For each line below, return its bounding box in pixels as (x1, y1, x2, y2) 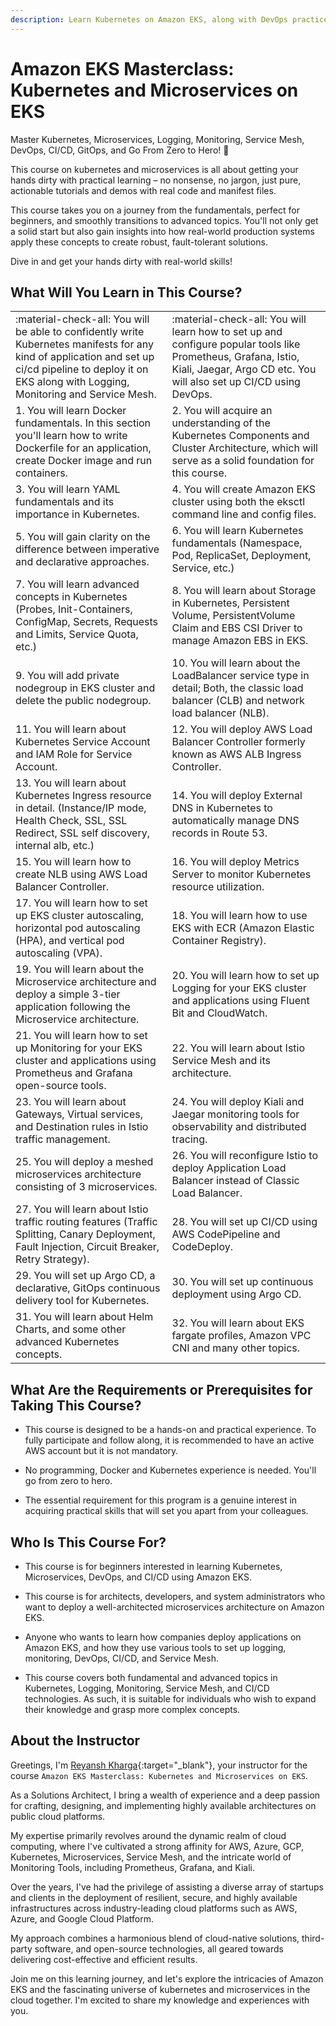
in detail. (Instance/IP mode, (15, 801, 147, 815)
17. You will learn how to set (15, 896, 148, 910)
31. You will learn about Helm (15, 1310, 154, 1324)
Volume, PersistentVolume (171, 609, 296, 623)
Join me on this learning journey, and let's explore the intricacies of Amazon (10, 1972, 324, 1985)
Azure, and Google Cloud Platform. (10, 1912, 154, 1925)
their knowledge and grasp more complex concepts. (24, 1704, 241, 1715)
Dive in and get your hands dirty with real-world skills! (10, 255, 233, 267)
